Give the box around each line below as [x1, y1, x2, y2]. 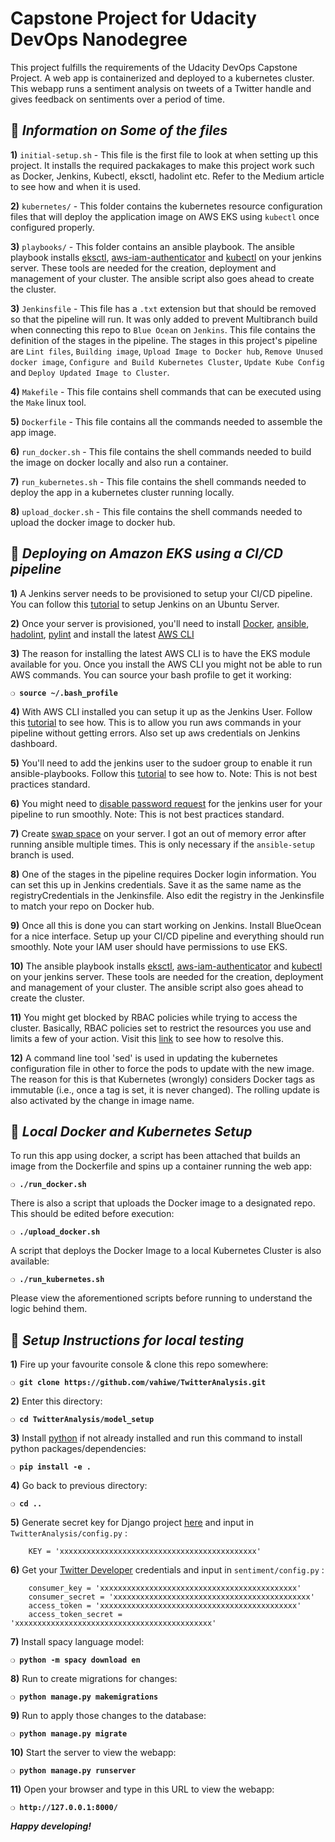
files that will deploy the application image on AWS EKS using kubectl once [10, 210, 320, 222]
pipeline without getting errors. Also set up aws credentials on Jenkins [10, 727, 301, 739]
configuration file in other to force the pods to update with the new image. [10, 1062, 315, 1074]
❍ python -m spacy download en [10, 1655, 141, 1666]
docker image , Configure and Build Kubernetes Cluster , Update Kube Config [10, 355, 325, 367]
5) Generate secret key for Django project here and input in [10, 1517, 254, 1529]
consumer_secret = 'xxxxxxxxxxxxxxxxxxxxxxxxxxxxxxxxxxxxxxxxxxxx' [28, 1592, 315, 1602]
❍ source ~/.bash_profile [10, 688, 118, 698]
